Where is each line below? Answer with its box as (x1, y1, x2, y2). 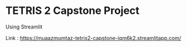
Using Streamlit (5, 23, 43, 30)
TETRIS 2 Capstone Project (5, 4, 140, 17)
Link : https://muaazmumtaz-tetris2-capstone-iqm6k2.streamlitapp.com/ (5, 34, 181, 41)
